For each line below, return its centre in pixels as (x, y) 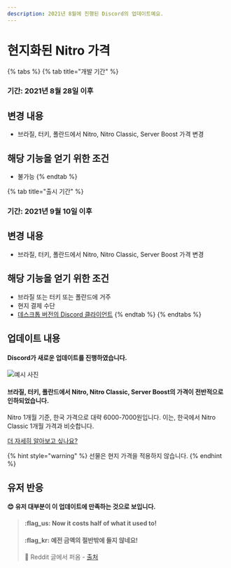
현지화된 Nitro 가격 (59, 50)
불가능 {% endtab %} (47, 176)
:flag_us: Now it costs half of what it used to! (91, 523)
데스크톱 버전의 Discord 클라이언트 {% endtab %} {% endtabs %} (109, 314)
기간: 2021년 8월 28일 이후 (50, 91)
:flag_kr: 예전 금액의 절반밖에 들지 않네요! (81, 540)
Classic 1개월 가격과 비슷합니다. (51, 426)
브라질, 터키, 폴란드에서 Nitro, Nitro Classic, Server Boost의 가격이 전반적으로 (115, 392)
